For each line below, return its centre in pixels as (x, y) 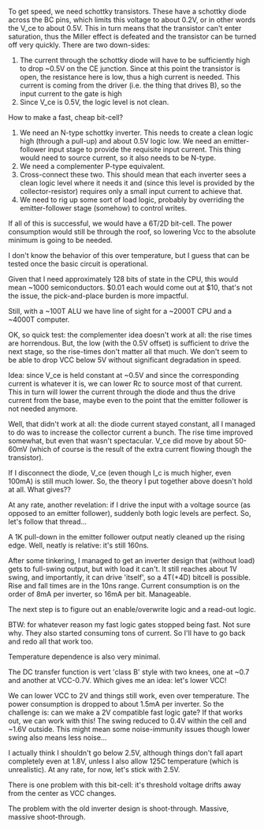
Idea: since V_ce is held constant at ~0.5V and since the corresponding (124, 375)
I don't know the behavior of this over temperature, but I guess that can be (129, 255)
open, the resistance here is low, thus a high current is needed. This (130, 77)
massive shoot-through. (47, 817)
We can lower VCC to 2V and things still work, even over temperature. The (129, 696)
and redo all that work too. (51, 641)
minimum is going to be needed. (60, 240)
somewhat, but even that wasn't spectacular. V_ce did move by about (121, 441)
